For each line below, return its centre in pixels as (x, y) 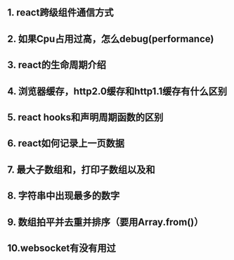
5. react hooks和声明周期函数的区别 (85, 117)
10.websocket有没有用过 (61, 248)
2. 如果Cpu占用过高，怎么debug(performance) (111, 38)
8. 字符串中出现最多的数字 (64, 196)
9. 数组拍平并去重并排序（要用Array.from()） (105, 222)
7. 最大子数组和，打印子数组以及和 (81, 169)
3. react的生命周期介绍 (57, 65)
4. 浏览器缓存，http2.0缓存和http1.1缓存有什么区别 (117, 91)
